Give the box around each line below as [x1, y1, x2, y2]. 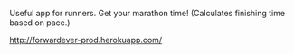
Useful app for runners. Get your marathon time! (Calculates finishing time [9, 8, 286, 18]
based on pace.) [9, 17, 71, 28]
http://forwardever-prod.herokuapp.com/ [9, 35, 163, 45]
